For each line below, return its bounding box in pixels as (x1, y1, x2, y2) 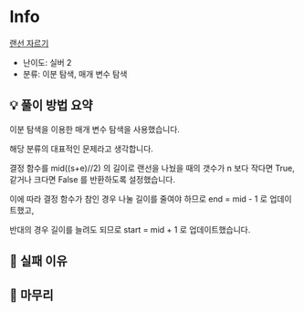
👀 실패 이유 (9, 254, 68, 269)
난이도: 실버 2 (22, 57, 72, 68)
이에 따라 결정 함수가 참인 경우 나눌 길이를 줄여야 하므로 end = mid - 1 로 (9, 193, 267, 204)
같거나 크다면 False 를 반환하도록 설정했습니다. (9, 173, 176, 184)
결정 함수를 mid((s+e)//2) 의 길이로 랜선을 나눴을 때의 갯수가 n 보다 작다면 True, (9, 162, 295, 173)
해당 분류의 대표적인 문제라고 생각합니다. (9, 143, 153, 154)
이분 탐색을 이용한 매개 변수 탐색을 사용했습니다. (9, 123, 181, 134)
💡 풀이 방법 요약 (9, 98, 93, 113)
